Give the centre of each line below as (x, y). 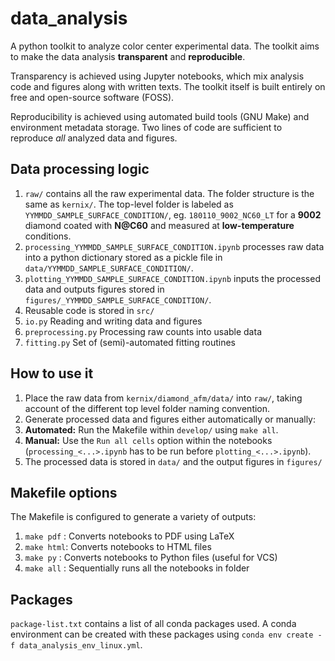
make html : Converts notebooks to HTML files (118, 547)
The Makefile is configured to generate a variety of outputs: (133, 517)
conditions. (48, 236)
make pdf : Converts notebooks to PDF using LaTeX (129, 536)
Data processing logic (80, 169)
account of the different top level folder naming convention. (147, 408)
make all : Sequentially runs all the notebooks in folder (137, 568)
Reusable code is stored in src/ (89, 310)
